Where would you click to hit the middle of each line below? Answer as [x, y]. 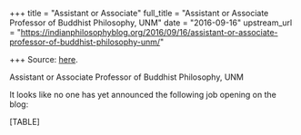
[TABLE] [25, 122]
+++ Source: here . [44, 59]
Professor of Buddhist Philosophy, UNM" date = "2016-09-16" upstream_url [151, 23]
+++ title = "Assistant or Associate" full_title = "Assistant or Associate [139, 13]
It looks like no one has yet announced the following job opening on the [143, 95]
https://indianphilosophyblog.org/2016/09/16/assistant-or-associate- [150, 32]
